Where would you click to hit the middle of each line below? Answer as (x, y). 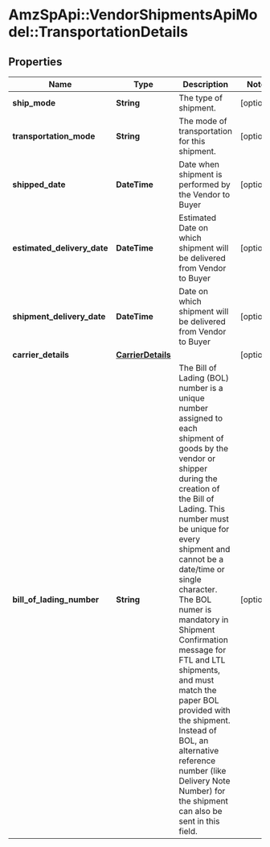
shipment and (205, 549)
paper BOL (199, 700)
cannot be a (201, 559)
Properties (35, 62)
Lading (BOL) (204, 378)
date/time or (202, 569)
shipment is (200, 174)
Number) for (202, 791)
